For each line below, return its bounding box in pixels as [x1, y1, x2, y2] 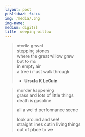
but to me [17, 59, 36, 64]
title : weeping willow [5, 30, 51, 34]
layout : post [5, 7, 32, 12]
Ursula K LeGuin [24, 78, 58, 84]
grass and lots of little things [17, 92, 74, 98]
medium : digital [5, 25, 38, 30]
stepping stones [17, 48, 50, 54]
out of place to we [17, 127, 53, 132]
